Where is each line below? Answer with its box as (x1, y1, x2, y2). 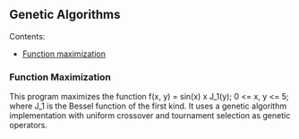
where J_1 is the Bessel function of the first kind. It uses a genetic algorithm (9, 100, 287, 111)
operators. (9, 120, 47, 131)
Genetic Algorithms (9, 7, 121, 22)
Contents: (9, 30, 46, 41)
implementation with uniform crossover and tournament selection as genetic (9, 110, 291, 121)
